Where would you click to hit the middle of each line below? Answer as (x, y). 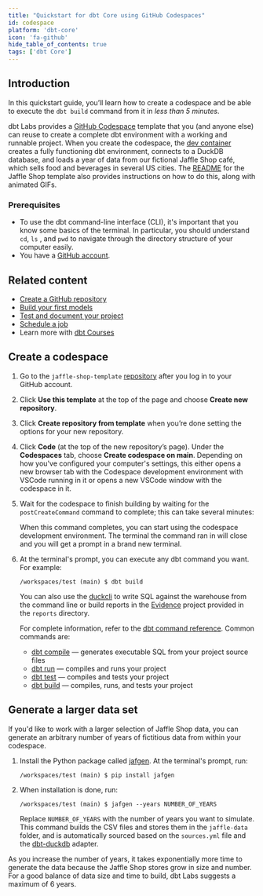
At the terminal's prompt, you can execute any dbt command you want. (134, 559)
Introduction (39, 84)
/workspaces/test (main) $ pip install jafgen (97, 775)
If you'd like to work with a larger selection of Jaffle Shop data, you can (123, 729)
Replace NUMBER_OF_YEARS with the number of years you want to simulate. (137, 818)
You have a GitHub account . (65, 255)
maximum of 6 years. (42, 883)
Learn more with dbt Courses (67, 332)
